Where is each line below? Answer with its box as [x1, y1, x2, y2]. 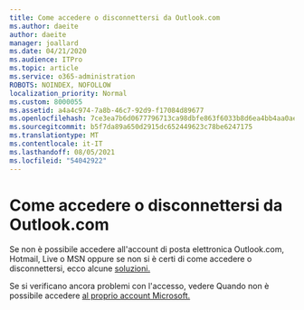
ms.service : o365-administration [9, 72, 136, 81]
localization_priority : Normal [9, 89, 128, 98]
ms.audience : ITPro [9, 55, 83, 64]
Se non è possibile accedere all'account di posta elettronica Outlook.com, [9, 244, 285, 255]
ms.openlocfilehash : [9, 114, 88, 123]
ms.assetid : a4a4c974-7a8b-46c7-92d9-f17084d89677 [9, 106, 204, 115]
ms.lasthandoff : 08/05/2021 [9, 147, 116, 156]
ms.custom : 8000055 [9, 97, 83, 107]
